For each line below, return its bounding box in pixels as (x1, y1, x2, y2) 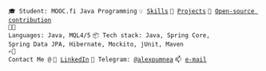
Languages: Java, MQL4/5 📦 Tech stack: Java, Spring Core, (8, 32, 210, 39)
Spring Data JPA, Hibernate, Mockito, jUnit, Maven (8, 40, 184, 48)
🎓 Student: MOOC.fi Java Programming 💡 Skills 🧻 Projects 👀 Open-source (8, 7, 255, 15)
